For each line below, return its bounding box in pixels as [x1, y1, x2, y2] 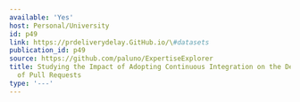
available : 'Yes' [9, 12, 74, 22]
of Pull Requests [17, 71, 82, 80]
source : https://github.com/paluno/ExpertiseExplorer [9, 54, 214, 63]
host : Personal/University [9, 21, 110, 30]
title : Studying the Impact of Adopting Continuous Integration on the [9, 63, 281, 72]
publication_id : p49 [9, 46, 87, 55]
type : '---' [9, 79, 54, 88]
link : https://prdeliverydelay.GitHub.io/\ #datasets [9, 37, 210, 47]
